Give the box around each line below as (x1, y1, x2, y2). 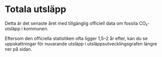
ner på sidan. (5, 46, 33, 52)
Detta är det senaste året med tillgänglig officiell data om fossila (5, 20, 138, 26)
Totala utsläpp (5, 4, 67, 15)
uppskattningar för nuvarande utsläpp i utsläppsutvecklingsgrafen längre (5, 40, 157, 46)
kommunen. (23, 25, 49, 31)
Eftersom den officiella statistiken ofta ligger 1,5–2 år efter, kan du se (5, 35, 148, 41)
